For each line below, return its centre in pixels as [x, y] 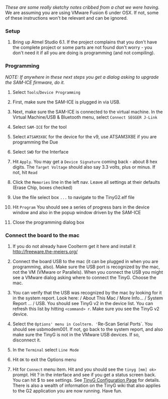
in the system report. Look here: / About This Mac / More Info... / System [88, 298]
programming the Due [35, 142]
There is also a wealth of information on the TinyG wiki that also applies [87, 385]
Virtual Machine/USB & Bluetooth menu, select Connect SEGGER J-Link [85, 117]
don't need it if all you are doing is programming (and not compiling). [83, 53]
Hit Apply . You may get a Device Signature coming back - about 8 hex [85, 162]
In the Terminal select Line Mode [46, 350]
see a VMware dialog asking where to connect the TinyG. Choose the [85, 277]
